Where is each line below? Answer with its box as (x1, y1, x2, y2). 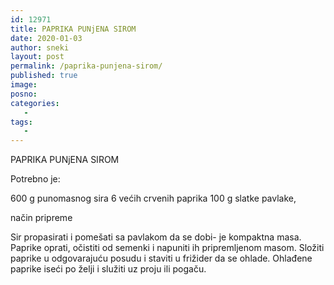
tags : (10, 117, 33, 127)
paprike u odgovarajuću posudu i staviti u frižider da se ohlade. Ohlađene (10, 252, 313, 265)
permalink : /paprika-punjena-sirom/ (10, 61, 163, 71)
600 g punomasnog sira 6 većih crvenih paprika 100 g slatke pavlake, (10, 192, 297, 205)
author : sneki (10, 42, 70, 53)
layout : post (10, 52, 65, 62)
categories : (10, 98, 60, 108)
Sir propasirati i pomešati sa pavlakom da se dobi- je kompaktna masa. (10, 231, 302, 243)
